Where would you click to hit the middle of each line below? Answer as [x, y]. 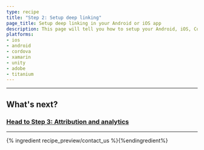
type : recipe [23, 12]
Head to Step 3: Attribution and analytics [68, 121]
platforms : [20, 35]
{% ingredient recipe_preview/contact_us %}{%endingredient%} [87, 140]
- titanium [20, 74]
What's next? [32, 104]
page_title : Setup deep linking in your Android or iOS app [84, 23]
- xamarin [19, 57]
